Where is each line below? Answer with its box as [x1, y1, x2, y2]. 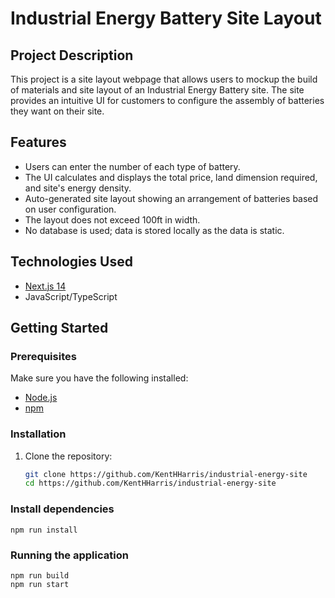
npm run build [10, 570, 70, 581]
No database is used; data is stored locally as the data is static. [24, 224, 285, 236]
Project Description [10, 47, 134, 64]
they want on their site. [10, 105, 105, 117]
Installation [10, 427, 67, 441]
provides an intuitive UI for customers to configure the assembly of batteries [10, 95, 325, 106]
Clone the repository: [24, 450, 113, 462]
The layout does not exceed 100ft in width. [24, 213, 201, 226]
